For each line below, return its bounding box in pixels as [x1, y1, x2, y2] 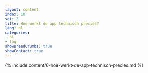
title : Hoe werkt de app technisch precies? [5, 21, 99, 26]
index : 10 [5, 12, 26, 17]
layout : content [5, 7, 39, 12]
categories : [5, 30, 30, 35]
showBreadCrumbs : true [5, 44, 52, 49]
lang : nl [5, 26, 23, 31]
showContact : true [5, 48, 43, 53]
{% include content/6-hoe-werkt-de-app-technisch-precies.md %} [5, 62, 144, 68]
